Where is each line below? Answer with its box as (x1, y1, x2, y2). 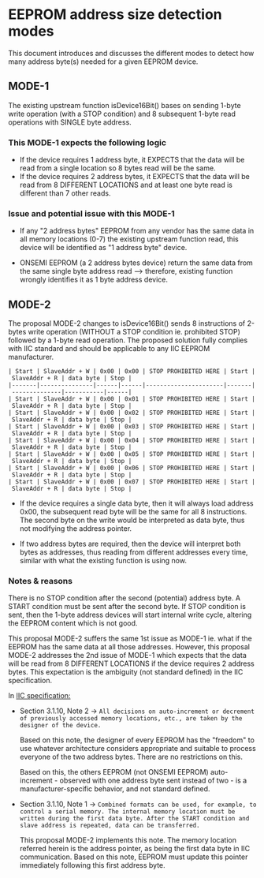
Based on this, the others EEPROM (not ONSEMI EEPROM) (19, 768, 209, 777)
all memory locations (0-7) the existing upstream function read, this (19, 234, 239, 244)
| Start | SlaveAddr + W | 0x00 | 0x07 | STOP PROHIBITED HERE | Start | (8, 478, 256, 486)
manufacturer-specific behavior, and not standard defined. (19, 784, 210, 794)
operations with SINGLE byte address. (8, 117, 132, 127)
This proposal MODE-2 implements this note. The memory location (19, 835, 236, 845)
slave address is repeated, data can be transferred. (19, 822, 200, 830)
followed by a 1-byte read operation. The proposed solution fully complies (8, 335, 248, 345)
